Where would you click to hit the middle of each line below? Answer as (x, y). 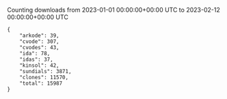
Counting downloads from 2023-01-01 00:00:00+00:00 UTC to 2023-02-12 (113, 10)
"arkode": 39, (39, 36)
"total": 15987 (41, 83)
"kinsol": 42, (39, 66)
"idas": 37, (36, 59)
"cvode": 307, (39, 42)
